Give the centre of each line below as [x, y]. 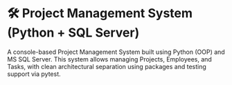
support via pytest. [34, 74]
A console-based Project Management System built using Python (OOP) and [116, 52]
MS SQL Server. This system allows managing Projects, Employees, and [110, 59]
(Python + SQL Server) [73, 33]
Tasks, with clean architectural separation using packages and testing [107, 66]
